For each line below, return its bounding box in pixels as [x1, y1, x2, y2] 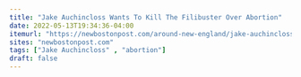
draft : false [9, 54, 58, 63]
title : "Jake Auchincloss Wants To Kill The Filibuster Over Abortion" [9, 12, 282, 22]
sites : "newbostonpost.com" [9, 37, 115, 47]
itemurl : [9, 29, 42, 38]
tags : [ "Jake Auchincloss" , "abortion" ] [9, 46, 167, 55]
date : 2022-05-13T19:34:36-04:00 [9, 21, 134, 30]
